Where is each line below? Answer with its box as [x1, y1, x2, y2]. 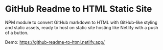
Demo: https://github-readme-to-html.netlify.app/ [5, 39, 105, 45]
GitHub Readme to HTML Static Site [5, 3, 152, 15]
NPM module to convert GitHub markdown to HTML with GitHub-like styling [5, 19, 158, 25]
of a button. [5, 30, 28, 35]
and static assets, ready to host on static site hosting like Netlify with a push [5, 24, 158, 30]
